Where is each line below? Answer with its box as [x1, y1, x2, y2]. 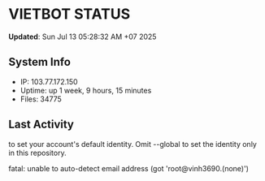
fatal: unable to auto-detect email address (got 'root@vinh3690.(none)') [8, 163, 250, 173]
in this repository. [8, 148, 67, 157]
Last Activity [8, 118, 75, 131]
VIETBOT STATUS [8, 5, 131, 24]
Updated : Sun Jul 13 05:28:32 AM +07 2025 [8, 32, 157, 41]
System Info [8, 55, 72, 69]
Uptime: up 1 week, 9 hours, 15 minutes [20, 85, 152, 95]
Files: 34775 [20, 94, 63, 104]
